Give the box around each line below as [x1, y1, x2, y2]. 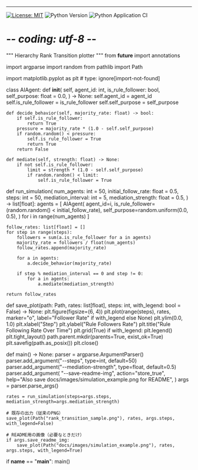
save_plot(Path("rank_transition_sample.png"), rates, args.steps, [6, 415, 176, 421]
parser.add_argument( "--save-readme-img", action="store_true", [6, 370, 166, 377]
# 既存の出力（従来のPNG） [6, 410, 64, 416]
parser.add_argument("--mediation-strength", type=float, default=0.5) [6, 363, 177, 370]
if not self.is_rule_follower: [16, 162, 94, 168]
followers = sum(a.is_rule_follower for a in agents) [16, 234, 151, 240]
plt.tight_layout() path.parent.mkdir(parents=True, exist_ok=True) [6, 333, 164, 340]
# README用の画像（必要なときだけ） [6, 432, 84, 438]
